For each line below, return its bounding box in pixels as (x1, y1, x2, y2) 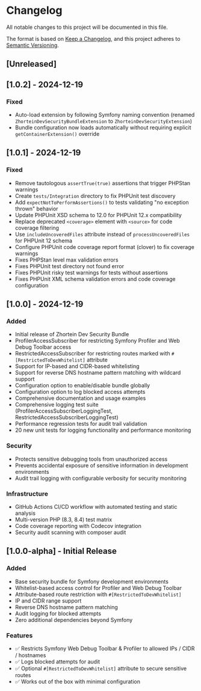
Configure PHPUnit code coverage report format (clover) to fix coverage (14, 243, 194, 250)
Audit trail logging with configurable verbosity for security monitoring (14, 474, 187, 482)
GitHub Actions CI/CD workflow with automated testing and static (14, 503, 178, 510)
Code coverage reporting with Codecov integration (14, 522, 141, 529)
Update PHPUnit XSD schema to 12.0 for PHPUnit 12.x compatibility (14, 211, 182, 218)
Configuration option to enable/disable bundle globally (14, 382, 150, 389)
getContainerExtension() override (14, 131, 100, 138)
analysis (14, 509, 36, 517)
